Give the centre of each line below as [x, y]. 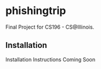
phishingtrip [36, 11]
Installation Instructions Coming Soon [50, 59]
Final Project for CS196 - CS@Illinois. [50, 27]
